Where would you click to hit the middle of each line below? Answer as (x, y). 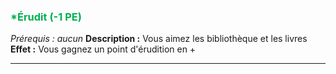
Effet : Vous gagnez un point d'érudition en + (103, 49)
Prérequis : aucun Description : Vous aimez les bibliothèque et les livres (159, 39)
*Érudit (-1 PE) (46, 17)
